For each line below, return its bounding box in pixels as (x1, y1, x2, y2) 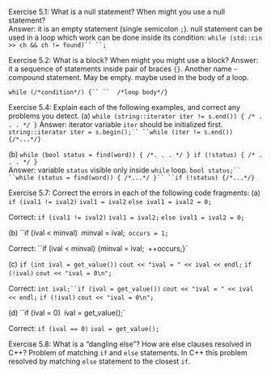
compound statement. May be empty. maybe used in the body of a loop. (8, 73, 249, 82)
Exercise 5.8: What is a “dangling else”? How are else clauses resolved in (8, 339, 252, 349)
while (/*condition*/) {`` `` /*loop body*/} (8, 88, 168, 96)
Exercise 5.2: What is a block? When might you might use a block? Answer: (8, 56, 259, 65)
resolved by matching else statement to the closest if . (8, 356, 191, 366)
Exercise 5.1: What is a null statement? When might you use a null (8, 7, 225, 16)
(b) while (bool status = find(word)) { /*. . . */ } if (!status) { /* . (8, 150, 263, 159)
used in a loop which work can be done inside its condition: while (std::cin (8, 32, 263, 42)
